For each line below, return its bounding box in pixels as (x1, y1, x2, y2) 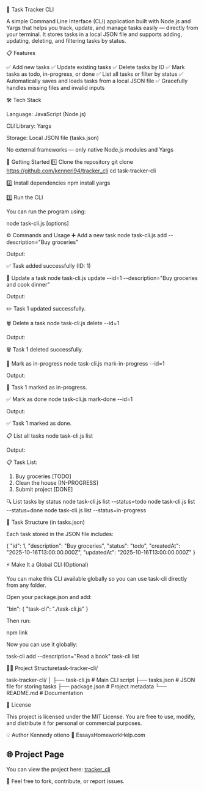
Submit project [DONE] (15, 486, 73, 493)
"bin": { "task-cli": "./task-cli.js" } (6, 605, 89, 613)
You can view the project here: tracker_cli (6, 765, 111, 773)
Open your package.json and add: (6, 594, 92, 600)
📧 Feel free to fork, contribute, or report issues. (6, 777, 125, 785)
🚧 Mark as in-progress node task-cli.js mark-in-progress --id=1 (6, 360, 165, 367)
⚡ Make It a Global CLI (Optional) (6, 561, 89, 568)
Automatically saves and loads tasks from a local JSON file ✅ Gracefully (6, 77, 188, 84)
